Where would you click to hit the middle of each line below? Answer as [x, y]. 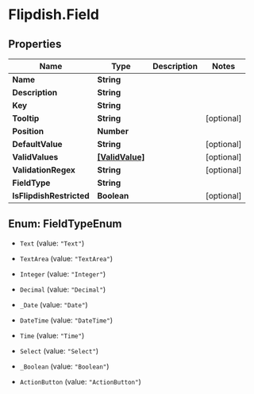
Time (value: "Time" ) [52, 335]
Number [113, 131]
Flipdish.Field [54, 15]
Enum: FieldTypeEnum [65, 224]
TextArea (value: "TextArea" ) [66, 258]
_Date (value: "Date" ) [54, 304]
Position [28, 131]
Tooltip [26, 118]
